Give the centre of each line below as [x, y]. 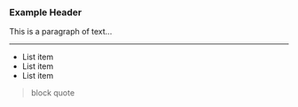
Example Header [46, 12]
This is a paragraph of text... [61, 32]
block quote [53, 93]
